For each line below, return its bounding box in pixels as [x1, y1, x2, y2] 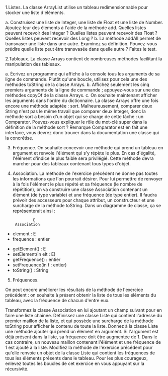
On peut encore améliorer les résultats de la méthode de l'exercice [5, 287, 143, 293]
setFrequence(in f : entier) [12, 262, 67, 268]
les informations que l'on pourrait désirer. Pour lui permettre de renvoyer [12, 176, 163, 181]
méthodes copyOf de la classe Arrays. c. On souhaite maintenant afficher [5, 92, 157, 98]
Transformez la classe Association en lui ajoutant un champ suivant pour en [5, 307, 162, 313]
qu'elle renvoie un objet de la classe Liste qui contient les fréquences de [5, 350, 155, 356]
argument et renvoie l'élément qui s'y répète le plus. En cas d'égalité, [12, 150, 156, 156]
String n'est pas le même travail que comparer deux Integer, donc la [5, 108, 146, 114]
